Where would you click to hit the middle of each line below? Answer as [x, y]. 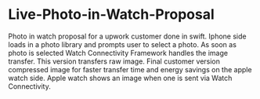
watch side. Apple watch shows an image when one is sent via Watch [120, 78]
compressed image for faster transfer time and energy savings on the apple [130, 69]
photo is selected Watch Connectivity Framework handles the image [118, 53]
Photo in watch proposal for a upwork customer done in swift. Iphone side [127, 36]
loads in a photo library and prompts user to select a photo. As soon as [123, 44]
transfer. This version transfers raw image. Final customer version [114, 61]
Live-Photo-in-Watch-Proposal [111, 15]
